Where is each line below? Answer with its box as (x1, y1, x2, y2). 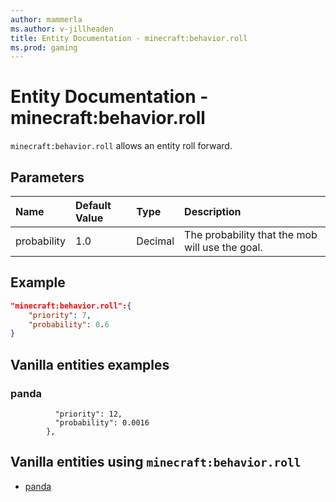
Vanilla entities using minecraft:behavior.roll (10, 454, 302, 471)
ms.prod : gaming (10, 42, 78, 53)
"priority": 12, (54, 409, 123, 419)
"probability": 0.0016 (54, 418, 150, 428)
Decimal (136, 234, 175, 248)
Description (184, 205, 242, 218)
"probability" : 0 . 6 (28, 319, 110, 330)
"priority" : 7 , (28, 310, 92, 320)
